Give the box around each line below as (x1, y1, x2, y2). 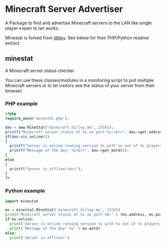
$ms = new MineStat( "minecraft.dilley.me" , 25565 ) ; (5, 125, 114, 130)
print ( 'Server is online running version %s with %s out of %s (9, 222, 142, 227)
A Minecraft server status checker (5, 67, 75, 73)
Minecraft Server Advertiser (5, 3, 124, 15)
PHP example (5, 100, 38, 107)
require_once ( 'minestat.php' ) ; (5, 116, 70, 121)
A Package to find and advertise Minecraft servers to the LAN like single (5, 20, 152, 26)
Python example (5, 187, 45, 194)
